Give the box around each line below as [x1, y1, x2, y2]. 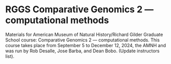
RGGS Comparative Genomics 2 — [5, 4, 154, 15]
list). [5, 53, 14, 59]
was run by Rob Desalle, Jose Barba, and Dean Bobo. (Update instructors [5, 48, 160, 54]
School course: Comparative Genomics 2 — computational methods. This [5, 37, 160, 43]
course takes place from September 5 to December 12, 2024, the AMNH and [5, 42, 166, 48]
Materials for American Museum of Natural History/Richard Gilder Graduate [5, 31, 163, 37]
